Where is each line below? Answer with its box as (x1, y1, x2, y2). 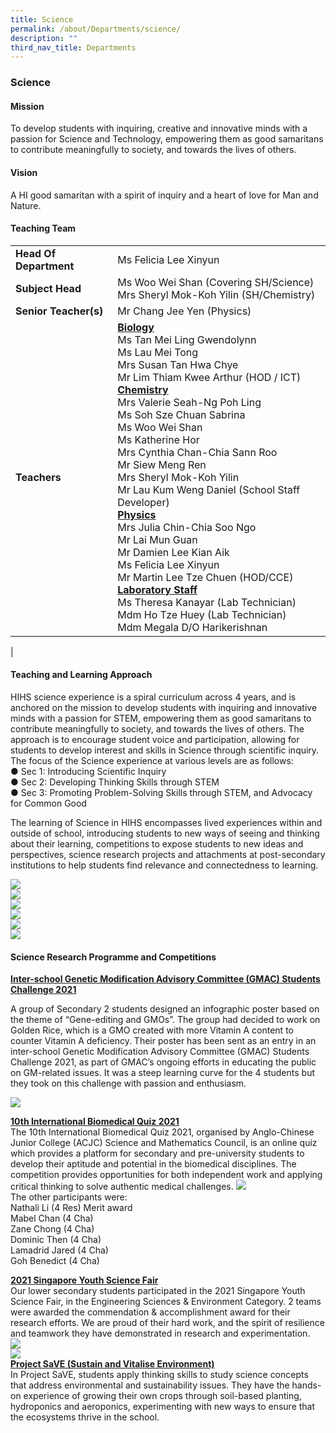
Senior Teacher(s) (15, 304, 104, 318)
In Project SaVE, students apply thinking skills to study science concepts (10, 1369, 309, 1381)
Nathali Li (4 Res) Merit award (10, 1202, 133, 1214)
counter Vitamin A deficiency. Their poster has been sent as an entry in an (10, 1035, 317, 1047)
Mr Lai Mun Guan (117, 532, 198, 546)
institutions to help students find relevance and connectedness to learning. (10, 859, 319, 871)
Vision (10, 166, 38, 178)
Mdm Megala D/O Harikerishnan (117, 620, 268, 634)
